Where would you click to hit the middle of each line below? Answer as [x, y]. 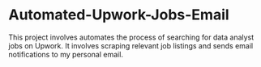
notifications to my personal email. [66, 54]
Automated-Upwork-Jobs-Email [119, 15]
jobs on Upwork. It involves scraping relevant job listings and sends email [131, 45]
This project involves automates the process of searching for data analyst [131, 37]
